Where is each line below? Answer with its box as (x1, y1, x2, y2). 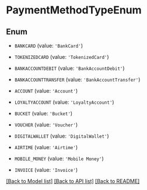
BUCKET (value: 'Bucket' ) (14, 110, 73, 117)
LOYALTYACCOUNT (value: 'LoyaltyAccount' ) (14, 98, 115, 105)
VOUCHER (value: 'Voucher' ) (14, 121, 78, 128)
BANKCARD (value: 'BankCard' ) (14, 42, 83, 49)
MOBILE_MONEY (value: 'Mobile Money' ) (14, 155, 104, 162)
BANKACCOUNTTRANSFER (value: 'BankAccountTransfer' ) (14, 76, 141, 83)
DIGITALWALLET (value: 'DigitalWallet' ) (14, 132, 109, 139)
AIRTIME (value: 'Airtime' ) (14, 144, 78, 150)
